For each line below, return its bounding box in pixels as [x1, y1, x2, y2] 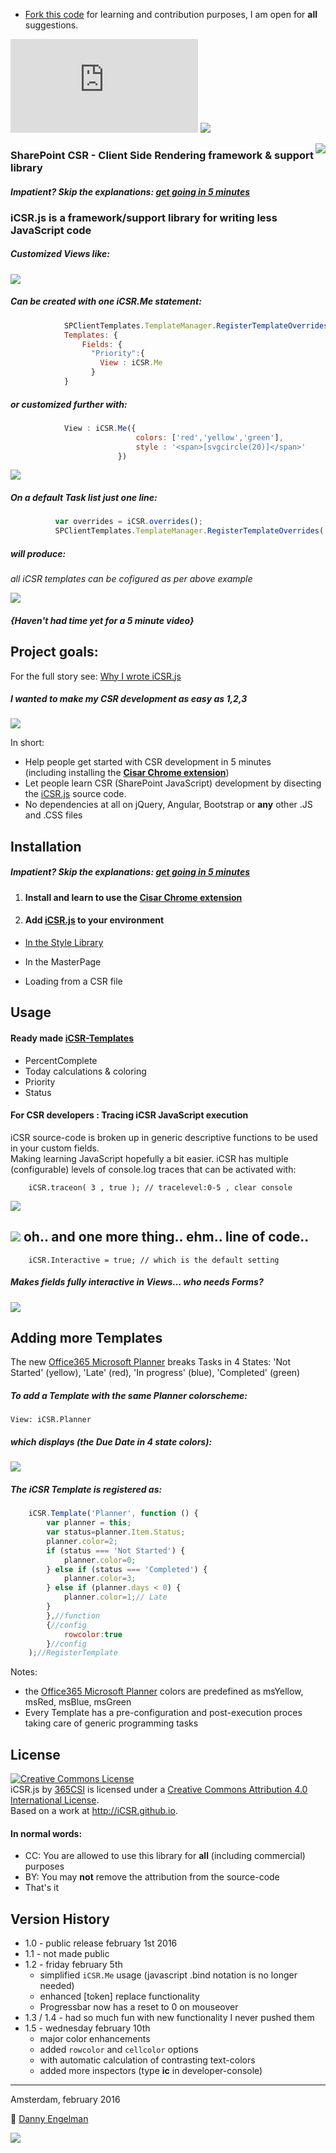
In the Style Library [24, 937, 104, 949]
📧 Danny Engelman [10, 2113, 89, 2125]
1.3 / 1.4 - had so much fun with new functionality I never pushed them [24, 2012, 315, 2024]
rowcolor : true [63, 1629, 123, 1639]
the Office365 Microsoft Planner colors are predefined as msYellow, [24, 1685, 304, 1698]
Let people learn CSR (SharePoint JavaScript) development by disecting [24, 777, 322, 789]
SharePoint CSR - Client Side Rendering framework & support [10, 148, 315, 162]
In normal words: [10, 1827, 83, 1839]
